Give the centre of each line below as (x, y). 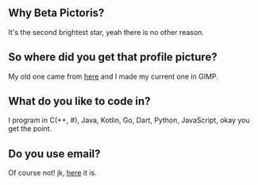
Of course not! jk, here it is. (52, 173)
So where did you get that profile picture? (113, 58)
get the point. (30, 129)
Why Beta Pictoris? (56, 13)
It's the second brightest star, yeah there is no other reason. (106, 32)
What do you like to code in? (79, 101)
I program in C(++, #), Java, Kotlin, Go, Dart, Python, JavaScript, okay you (129, 120)
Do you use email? (54, 154)
